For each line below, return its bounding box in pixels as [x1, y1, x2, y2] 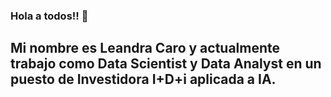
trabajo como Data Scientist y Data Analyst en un [10, 55, 322, 73]
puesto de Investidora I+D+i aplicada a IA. [10, 71, 277, 88]
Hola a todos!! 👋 [10, 9, 89, 23]
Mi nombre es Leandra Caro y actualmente [10, 40, 281, 57]
